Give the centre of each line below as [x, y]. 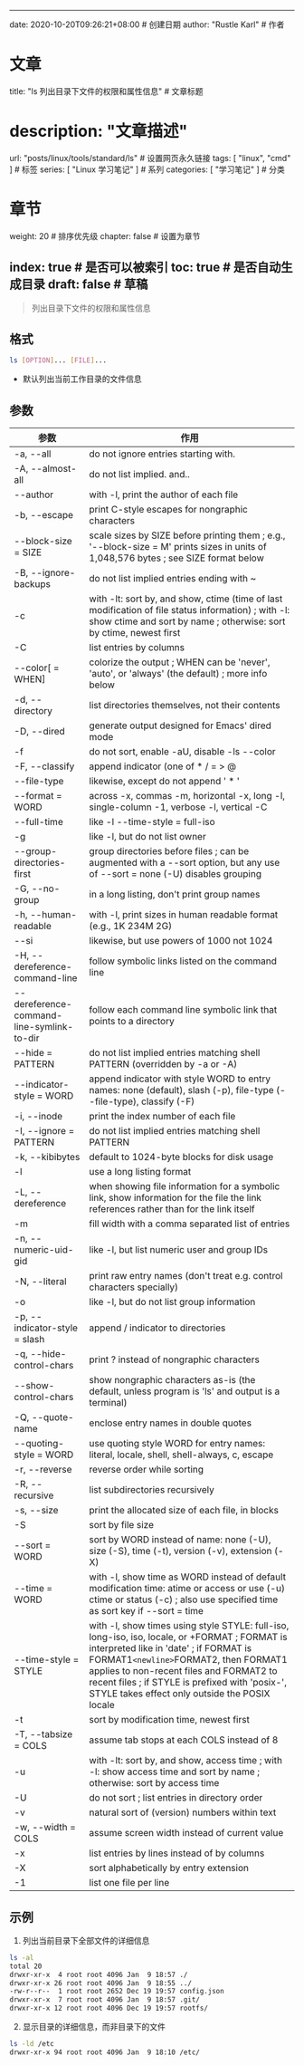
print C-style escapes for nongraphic [169, 510]
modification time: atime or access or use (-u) [187, 1589]
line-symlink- [44, 1027]
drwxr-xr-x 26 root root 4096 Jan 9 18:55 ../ [101, 1983]
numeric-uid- [44, 1250]
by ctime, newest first [135, 633]
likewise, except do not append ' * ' [164, 782]
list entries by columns [137, 648]
